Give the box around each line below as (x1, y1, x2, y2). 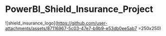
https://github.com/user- (56, 20, 108, 26)
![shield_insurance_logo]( (5, 20, 57, 26)
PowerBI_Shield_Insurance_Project (5, 3, 154, 15)
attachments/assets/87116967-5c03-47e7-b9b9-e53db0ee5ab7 (5, 25, 137, 31)
